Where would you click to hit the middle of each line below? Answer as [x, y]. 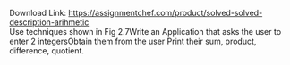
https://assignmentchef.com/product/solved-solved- [166, 13]
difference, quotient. [47, 51]
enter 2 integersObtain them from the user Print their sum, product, [133, 41]
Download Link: [38, 13]
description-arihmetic [49, 22]
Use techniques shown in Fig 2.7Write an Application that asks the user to [145, 32]
